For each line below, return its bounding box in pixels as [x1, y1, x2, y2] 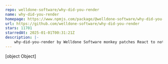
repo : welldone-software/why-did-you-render [5, 7, 99, 12]
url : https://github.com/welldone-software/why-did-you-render [5, 21, 140, 26]
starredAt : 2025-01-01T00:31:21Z [5, 30, 75, 35]
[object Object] [5, 53, 36, 59]
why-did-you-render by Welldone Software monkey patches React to [14, 40, 155, 45]
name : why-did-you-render [5, 12, 59, 17]
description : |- [5, 35, 39, 40]
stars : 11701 [5, 26, 32, 31]
